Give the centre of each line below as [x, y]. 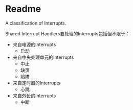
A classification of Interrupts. [36, 23]
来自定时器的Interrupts [36, 83]
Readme [23, 9]
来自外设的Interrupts [34, 96]
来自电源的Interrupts [34, 45]
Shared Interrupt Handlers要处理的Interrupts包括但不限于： [68, 33]
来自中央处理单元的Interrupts [43, 57]
